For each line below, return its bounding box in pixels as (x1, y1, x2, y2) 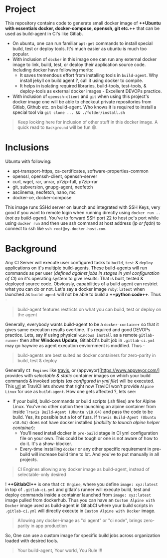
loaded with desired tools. (5, 538, 58, 544)
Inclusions (5, 142, 49, 153)
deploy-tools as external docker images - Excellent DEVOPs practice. (19, 88, 162, 94)
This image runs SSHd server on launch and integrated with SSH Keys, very (5, 204, 161, 210)
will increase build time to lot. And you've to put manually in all (31, 451, 160, 457)
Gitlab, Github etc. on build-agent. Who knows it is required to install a (12, 104, 157, 110)
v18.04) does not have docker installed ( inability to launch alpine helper (12, 419, 161, 425)
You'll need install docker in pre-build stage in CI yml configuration (19, 430, 159, 436)
